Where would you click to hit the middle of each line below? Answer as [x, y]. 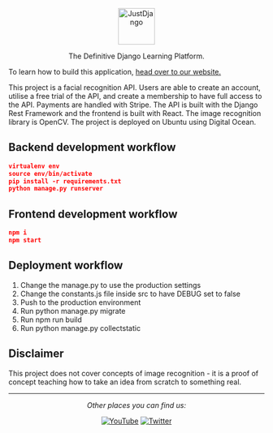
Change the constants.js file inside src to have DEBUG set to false [130, 294]
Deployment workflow [66, 266]
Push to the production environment [80, 302]
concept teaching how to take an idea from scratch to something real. [125, 382]
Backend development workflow [92, 147]
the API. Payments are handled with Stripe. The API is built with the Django [133, 105]
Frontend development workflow [93, 214]
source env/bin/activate [50, 174]
